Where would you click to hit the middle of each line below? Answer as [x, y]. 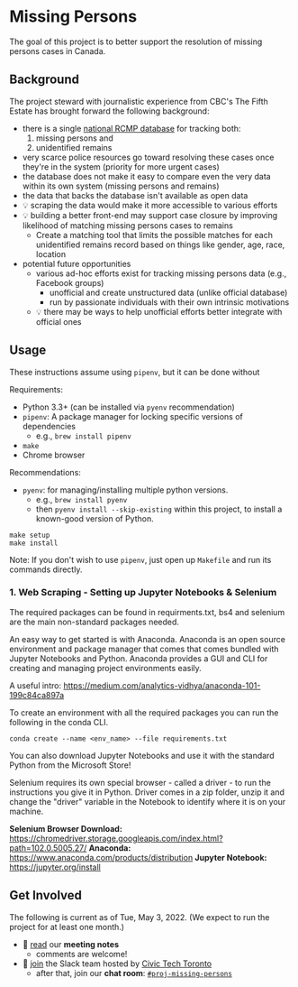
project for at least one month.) [67, 927]
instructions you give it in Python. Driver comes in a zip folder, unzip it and [147, 792]
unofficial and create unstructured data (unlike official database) [168, 292]
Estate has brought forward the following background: [109, 111]
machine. [27, 811]
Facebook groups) [70, 282]
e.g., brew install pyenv [81, 499]
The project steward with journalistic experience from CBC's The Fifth [139, 101]
